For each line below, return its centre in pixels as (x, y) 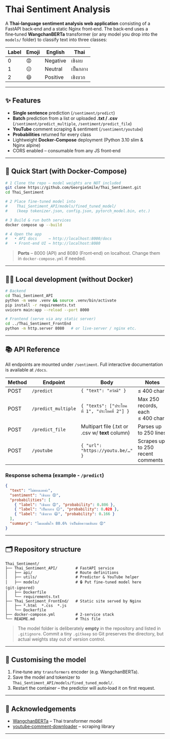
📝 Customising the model (46, 660)
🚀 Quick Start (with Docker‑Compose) (66, 171)
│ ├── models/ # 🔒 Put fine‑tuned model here (73, 582)
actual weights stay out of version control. (61, 639)
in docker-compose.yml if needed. (52, 259)
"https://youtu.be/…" (107, 450)
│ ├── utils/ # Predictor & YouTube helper (72, 577)
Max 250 (148, 399)
